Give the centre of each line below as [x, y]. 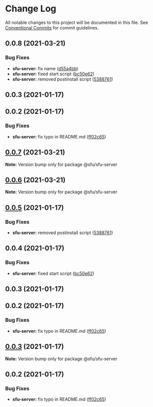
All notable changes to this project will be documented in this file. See [77, 22]
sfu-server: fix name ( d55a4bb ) [45, 68]
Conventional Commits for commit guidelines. [52, 27]
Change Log [31, 9]
